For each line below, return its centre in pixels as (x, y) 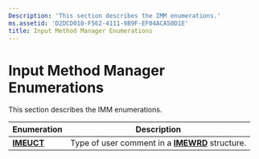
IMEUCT (29, 143)
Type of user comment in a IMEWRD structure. (158, 143)
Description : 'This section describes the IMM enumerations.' (115, 16)
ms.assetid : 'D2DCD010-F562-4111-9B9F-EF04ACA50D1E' (99, 23)
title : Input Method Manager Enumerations (80, 31)
